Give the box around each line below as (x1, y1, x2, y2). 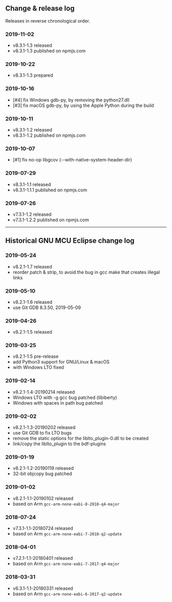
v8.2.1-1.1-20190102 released (12, 495, 74, 501)
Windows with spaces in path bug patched (12, 399, 103, 406)
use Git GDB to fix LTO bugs (12, 430, 72, 436)
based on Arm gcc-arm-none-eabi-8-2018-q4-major (12, 501, 120, 507)
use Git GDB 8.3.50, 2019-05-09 (12, 304, 81, 311)
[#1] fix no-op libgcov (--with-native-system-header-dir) (12, 157, 132, 163)
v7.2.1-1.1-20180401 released (12, 555, 73, 561)
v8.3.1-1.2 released (12, 127, 53, 133)
